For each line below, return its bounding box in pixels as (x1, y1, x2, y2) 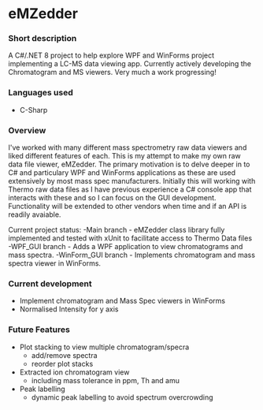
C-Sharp (19, 105, 48, 114)
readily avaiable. (8, 210, 61, 219)
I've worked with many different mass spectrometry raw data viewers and (8, 143, 247, 152)
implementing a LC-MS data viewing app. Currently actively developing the (8, 59, 252, 69)
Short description (8, 33, 77, 44)
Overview (8, 125, 46, 136)
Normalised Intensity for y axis (19, 304, 120, 314)
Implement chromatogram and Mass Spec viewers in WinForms (19, 296, 226, 306)
